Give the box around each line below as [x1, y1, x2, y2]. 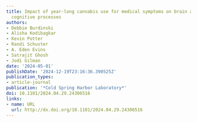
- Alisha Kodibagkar [6, 30, 57, 36]
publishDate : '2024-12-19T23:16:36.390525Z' [6, 69, 117, 74]
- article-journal [6, 80, 51, 86]
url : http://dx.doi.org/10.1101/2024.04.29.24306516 [11, 107, 143, 113]
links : [6, 96, 22, 101]
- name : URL [6, 101, 35, 107]
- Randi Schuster [6, 42, 49, 48]
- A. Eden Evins [6, 47, 46, 53]
